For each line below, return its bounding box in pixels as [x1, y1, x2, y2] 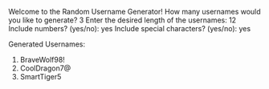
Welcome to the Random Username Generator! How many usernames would [8, 7, 261, 16]
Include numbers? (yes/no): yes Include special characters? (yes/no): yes [8, 24, 251, 33]
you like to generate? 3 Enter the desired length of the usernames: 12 [8, 15, 237, 25]
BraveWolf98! [19, 55, 66, 64]
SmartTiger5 [19, 72, 62, 81]
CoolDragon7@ [19, 63, 71, 73]
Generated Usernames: [8, 39, 86, 49]
